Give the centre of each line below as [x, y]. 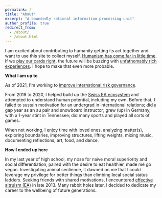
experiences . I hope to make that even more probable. [60, 66]
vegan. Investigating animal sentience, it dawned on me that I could [73, 169]
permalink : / [18, 10]
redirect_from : [21, 28]
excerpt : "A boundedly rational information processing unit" [70, 19]
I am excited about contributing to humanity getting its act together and [77, 50]
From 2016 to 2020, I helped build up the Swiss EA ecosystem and [72, 94]
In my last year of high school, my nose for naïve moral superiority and [76, 159]
